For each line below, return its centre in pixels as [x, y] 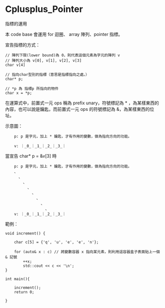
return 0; [24, 292]
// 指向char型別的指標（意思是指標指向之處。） [47, 74]
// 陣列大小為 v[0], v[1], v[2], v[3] [43, 60]
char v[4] [15, 65]
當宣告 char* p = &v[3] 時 [31, 156]
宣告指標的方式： [23, 45]
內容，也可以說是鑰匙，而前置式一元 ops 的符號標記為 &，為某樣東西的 [78, 109]
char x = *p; [19, 93]
